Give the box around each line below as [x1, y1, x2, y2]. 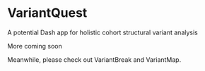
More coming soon [7, 41, 62, 50]
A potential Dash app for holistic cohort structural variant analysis [7, 28, 198, 37]
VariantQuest [7, 5, 88, 21]
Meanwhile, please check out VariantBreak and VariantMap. [7, 55, 182, 64]
